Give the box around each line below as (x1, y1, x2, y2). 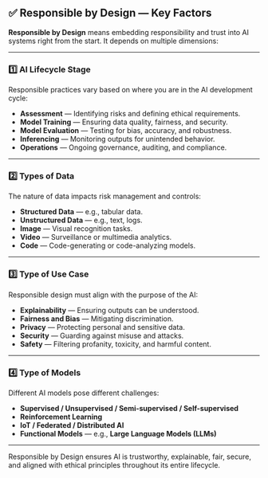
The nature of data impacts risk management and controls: (8, 191, 202, 202)
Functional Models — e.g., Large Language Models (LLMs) (19, 429, 217, 438)
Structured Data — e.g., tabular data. (19, 207, 144, 217)
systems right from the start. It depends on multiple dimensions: (8, 36, 219, 45)
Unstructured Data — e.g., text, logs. (19, 215, 143, 225)
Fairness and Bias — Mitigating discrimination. (19, 314, 174, 323)
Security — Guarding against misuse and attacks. (19, 331, 184, 340)
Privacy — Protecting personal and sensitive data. (19, 322, 185, 331)
